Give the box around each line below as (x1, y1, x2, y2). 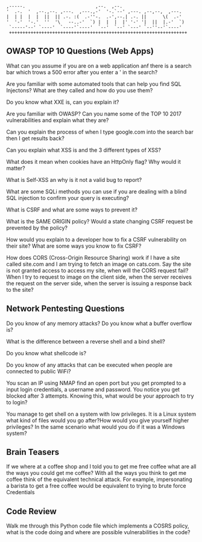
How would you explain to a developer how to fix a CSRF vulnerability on (6, 236, 187, 243)
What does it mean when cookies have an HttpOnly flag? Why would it (6, 158, 181, 165)
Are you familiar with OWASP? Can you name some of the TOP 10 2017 (6, 110, 182, 117)
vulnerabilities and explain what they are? (6, 116, 109, 124)
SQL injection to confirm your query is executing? (6, 194, 130, 201)
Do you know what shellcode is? (6, 349, 86, 356)
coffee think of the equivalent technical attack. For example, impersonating (6, 476, 192, 483)
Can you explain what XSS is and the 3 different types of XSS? (6, 146, 162, 153)
